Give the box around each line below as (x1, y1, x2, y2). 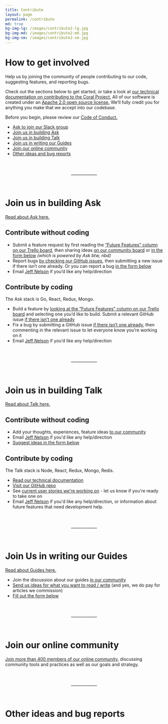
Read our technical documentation (12, 477, 84, 483)
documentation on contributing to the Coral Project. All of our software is (5, 94, 155, 100)
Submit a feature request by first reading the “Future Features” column (12, 242, 158, 248)
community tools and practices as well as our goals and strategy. (5, 661, 139, 667)
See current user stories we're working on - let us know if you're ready (12, 487, 158, 494)
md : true (5, 21, 23, 27)
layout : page (5, 12, 32, 17)
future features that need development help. (12, 503, 104, 509)
